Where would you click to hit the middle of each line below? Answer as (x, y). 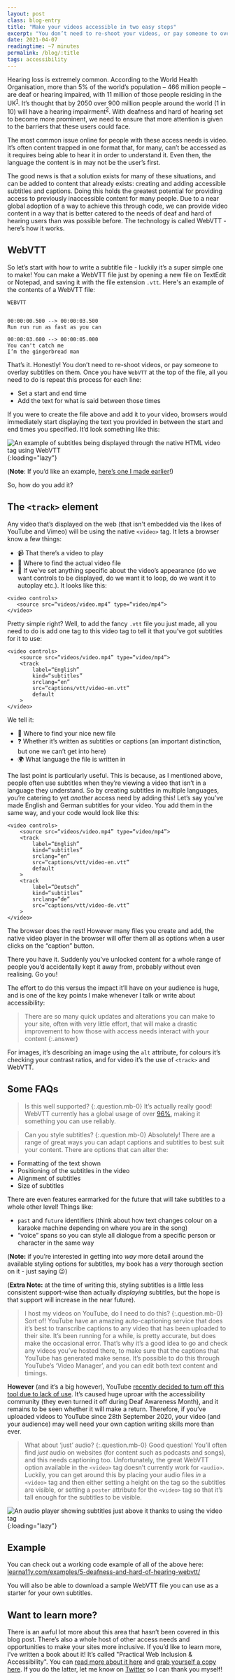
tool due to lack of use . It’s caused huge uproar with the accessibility (106, 1394)
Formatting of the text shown (59, 1163)
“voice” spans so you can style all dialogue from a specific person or (116, 1235)
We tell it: (21, 720)
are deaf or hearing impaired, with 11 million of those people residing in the (115, 94)
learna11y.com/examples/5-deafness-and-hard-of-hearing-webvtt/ (104, 1572)
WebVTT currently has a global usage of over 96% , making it (112, 1113)
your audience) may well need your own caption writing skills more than (111, 1424)
